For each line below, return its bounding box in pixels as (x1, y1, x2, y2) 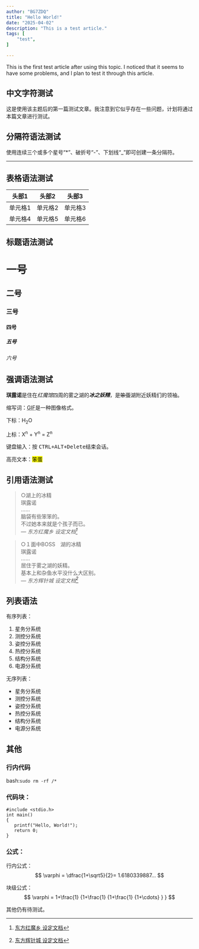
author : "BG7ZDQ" (6, 8, 49, 15)
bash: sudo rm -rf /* (6, 777, 57, 784)
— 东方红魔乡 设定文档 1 (20, 527, 78, 535)
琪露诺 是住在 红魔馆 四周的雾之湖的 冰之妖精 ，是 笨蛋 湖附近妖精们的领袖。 (6, 391, 182, 398)
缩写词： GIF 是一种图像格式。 (6, 404, 77, 411)
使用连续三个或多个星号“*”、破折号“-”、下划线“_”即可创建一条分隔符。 (6, 148, 178, 156)
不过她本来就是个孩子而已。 (20, 520, 89, 527)
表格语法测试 (6, 173, 53, 183)
